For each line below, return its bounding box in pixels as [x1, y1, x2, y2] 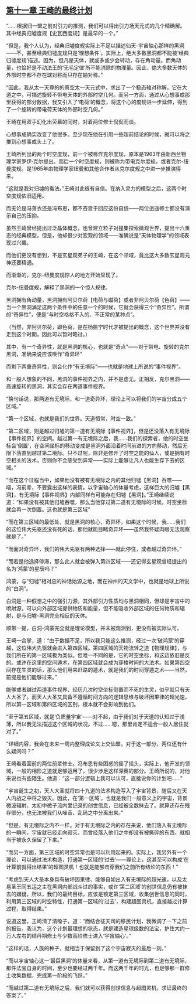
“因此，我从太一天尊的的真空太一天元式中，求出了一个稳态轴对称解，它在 [6, 84, 183, 91]
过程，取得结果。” [6, 905, 47, 912]
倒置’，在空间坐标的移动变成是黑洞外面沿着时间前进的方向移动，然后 [17, 442, 183, 449]
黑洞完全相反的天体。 [38, 612, 90, 619]
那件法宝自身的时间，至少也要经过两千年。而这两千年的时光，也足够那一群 [6, 964, 185, 971]
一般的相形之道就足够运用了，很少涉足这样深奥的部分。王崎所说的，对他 [16, 767, 190, 774]
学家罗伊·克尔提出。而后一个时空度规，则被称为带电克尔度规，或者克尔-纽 [10, 158, 189, 165]
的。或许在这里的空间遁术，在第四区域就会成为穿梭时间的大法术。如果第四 [6, 659, 185, 666]
